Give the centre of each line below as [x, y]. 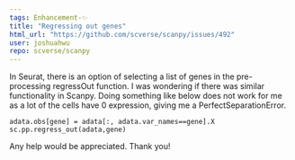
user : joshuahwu [40, 43]
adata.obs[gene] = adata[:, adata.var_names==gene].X [112, 122]
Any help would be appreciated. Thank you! [90, 147]
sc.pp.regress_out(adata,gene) [68, 130]
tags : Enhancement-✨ [49, 18]
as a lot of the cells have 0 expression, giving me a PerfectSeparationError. [147, 105]
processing [30, 86]
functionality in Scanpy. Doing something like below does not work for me [146, 96]
